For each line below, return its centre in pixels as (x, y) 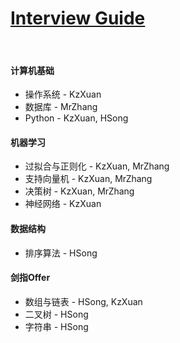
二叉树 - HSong (56, 314)
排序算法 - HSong (61, 253)
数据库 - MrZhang (61, 107)
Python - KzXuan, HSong (76, 118)
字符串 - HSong (56, 326)
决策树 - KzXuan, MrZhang (79, 191)
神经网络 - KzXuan (63, 204)
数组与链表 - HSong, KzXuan (83, 301)
